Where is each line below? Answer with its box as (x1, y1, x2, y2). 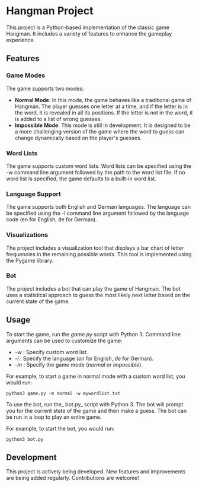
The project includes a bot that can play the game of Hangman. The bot (6, 285, 181, 292)
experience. (6, 36, 36, 43)
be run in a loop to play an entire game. (6, 413, 102, 421)
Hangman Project (6, 4, 94, 18)
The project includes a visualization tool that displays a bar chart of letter (6, 244, 184, 252)
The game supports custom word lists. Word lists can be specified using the (6, 162, 191, 170)
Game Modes (6, 71, 46, 79)
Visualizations (6, 231, 49, 239)
